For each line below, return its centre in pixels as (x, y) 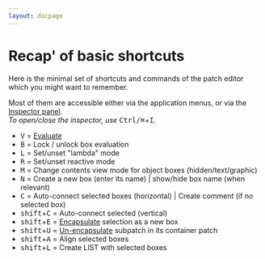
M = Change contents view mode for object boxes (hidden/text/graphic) (139, 170)
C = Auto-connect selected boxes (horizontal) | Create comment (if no (137, 196)
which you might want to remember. (68, 87)
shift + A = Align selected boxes (74, 239)
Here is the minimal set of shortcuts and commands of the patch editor (126, 79)
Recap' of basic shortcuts (97, 55)
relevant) (35, 187)
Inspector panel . (36, 111)
